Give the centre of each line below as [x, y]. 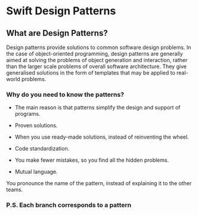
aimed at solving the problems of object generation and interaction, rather [97, 60]
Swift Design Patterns [61, 11]
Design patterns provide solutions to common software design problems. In [99, 47]
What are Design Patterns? [57, 33]
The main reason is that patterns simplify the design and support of [98, 107]
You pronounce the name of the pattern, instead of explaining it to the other [99, 183]
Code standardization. [42, 149]
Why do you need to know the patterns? [65, 94]
